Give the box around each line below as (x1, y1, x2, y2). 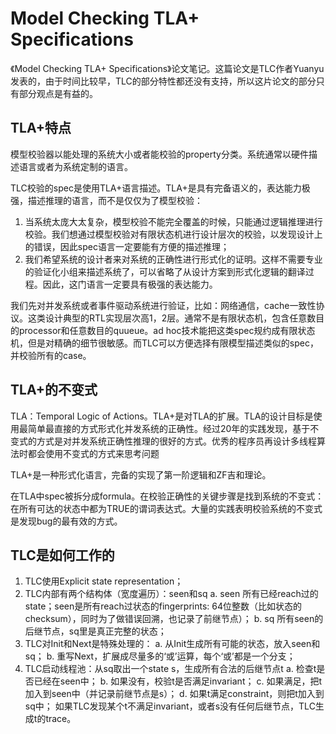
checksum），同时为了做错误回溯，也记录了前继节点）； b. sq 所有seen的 (24, 613, 324, 625)
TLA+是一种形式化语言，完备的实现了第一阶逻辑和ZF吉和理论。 (10, 468, 272, 481)
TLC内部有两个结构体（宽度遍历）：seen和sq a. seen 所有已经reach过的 (24, 588, 319, 600)
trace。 (45, 713, 77, 725)
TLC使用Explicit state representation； (24, 575, 184, 587)
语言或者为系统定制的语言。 (18, 160, 133, 172)
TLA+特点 (10, 120, 72, 137)
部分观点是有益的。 (18, 87, 98, 99)
